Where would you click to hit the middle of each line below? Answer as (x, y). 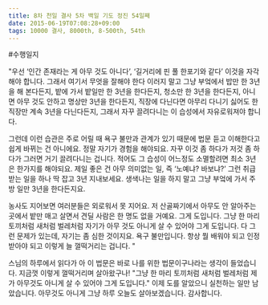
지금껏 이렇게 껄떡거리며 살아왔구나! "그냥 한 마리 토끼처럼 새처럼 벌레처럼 (134, 273)
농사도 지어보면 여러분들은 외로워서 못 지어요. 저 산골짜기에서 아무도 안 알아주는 (132, 206)
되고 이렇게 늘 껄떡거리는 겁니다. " (83, 246)
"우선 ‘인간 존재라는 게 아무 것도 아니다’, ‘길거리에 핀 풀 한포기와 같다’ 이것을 (126, 71)
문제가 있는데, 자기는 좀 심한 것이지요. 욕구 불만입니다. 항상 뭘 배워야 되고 (131, 236)
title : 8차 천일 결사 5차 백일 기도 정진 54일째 (79, 16)
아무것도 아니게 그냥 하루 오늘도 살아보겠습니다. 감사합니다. (130, 293)
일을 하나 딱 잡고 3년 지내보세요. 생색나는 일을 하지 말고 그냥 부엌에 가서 (135, 179)
